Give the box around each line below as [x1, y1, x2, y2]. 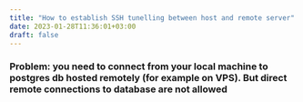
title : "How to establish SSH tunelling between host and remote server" [9, 13, 296, 23]
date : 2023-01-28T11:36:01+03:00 [9, 22, 136, 31]
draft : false [9, 30, 59, 39]
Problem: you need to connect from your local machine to [9, 60, 268, 73]
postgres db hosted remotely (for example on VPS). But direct [9, 72, 288, 85]
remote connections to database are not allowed [9, 83, 227, 96]
